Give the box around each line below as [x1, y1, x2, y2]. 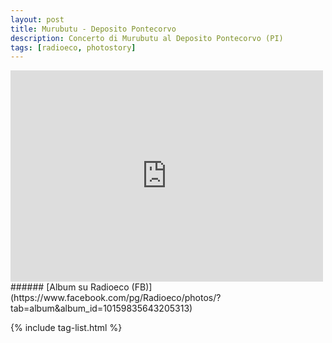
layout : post [10, 14, 65, 25]
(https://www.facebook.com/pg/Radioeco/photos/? [10, 292, 222, 304]
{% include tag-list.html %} [10, 322, 123, 334]
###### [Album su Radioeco [10, 281, 130, 293]
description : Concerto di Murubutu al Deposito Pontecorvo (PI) [10, 33, 284, 43]
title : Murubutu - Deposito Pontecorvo [10, 24, 177, 34]
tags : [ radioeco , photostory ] [10, 42, 137, 53]
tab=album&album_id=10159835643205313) [10, 302, 193, 315]
